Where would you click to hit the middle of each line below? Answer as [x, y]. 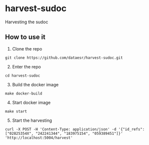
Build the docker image [35, 84]
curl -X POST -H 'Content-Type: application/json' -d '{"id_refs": [75, 129]
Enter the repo [27, 66]
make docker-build [24, 93]
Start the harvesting [32, 120]
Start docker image [31, 102]
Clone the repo [27, 48]
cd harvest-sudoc [23, 76]
